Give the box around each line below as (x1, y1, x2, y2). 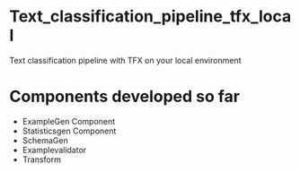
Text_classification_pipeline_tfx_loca (9, 6, 292, 27)
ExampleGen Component (22, 116, 116, 126)
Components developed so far (9, 87, 241, 107)
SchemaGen (22, 134, 69, 145)
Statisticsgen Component (22, 125, 117, 136)
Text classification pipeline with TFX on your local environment (9, 55, 242, 65)
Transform (22, 154, 61, 165)
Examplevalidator (22, 144, 87, 155)
